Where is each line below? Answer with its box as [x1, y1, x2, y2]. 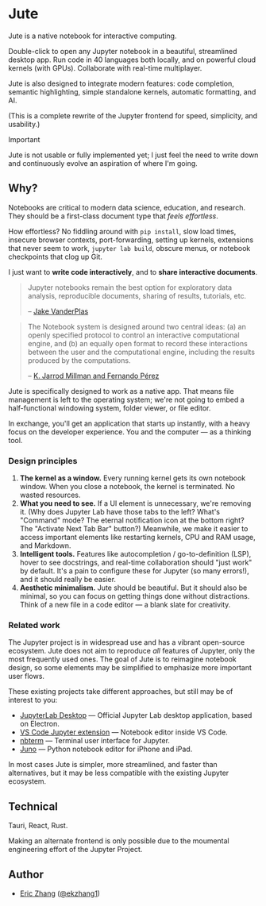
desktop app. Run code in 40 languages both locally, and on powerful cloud [8, 55, 256, 64]
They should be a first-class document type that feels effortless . [8, 211, 218, 221]
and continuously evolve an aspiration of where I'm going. [8, 158, 199, 168]
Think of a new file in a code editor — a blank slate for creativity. [19, 600, 231, 610]
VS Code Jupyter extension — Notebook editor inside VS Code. [19, 727, 228, 737]
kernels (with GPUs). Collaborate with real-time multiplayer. [8, 63, 202, 72]
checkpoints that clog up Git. [8, 252, 103, 261]
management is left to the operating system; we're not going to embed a [8, 395, 245, 404]
